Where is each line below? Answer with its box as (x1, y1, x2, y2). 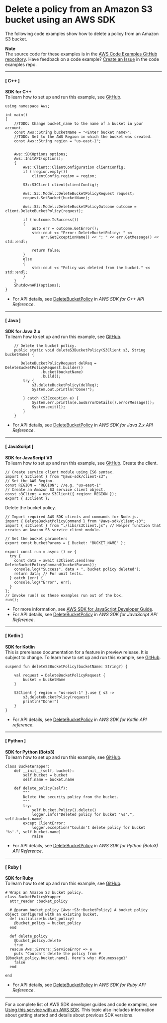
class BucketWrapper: (5, 764, 50, 769)
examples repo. (5, 61, 37, 67)
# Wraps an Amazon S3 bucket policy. (5, 890, 83, 895)
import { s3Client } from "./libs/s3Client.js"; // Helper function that (5, 523, 162, 528)
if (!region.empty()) (23, 169, 68, 174)
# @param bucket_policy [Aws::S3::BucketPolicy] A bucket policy (9, 908, 148, 913)
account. (5, 126, 23, 131)
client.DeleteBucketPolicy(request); (5, 209, 83, 214)
